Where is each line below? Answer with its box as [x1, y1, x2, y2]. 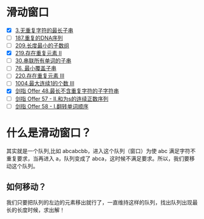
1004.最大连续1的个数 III [15, 80, 75, 87]
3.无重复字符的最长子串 [15, 27, 74, 34]
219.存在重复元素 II [15, 50, 62, 57]
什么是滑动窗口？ [6, 126, 92, 140]
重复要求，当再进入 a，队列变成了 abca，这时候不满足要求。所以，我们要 [6, 155, 190, 162]
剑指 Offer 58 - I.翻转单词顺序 [15, 102, 89, 109]
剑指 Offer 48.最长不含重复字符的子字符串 [15, 87, 120, 94]
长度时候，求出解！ [16, 206, 65, 214]
